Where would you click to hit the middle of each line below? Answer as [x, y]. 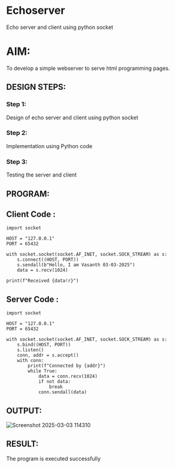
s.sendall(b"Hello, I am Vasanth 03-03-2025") [76, 265]
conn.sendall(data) [62, 392]
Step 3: [17, 161]
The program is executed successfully [53, 458]
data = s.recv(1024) [43, 270]
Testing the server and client [41, 175]
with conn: [31, 361]
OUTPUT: [24, 410]
